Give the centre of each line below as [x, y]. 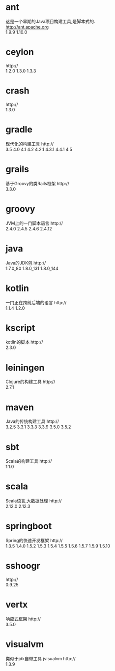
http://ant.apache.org [27, 27]
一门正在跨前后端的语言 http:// [36, 302]
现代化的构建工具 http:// [30, 144]
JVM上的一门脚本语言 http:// [34, 223]
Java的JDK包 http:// [26, 263]
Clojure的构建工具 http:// [30, 382]
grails [17, 169]
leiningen [25, 367]
